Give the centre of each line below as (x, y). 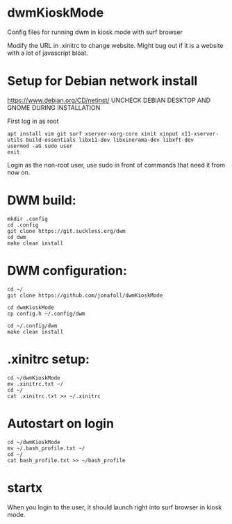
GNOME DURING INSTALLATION (54, 107)
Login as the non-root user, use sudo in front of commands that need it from (116, 165)
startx (25, 488)
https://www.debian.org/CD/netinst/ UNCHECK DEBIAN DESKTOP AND (109, 100)
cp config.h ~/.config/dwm (46, 313)
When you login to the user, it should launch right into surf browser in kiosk (115, 507)
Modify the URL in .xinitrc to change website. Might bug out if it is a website (115, 45)
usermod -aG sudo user (40, 146)
